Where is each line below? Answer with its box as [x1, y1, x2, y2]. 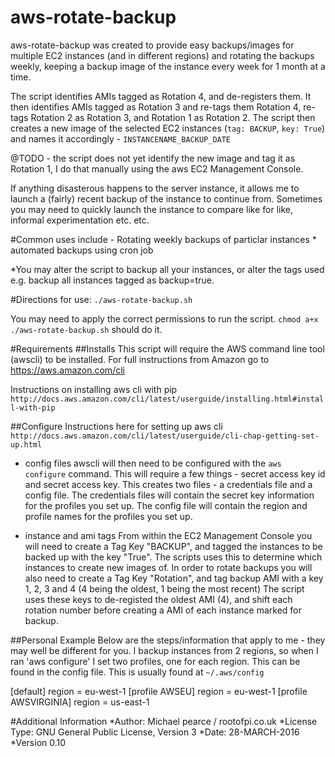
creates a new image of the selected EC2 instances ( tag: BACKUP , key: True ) [10, 122, 326, 134]
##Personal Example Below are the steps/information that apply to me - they [10, 634, 326, 646]
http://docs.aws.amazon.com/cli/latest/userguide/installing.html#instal [10, 394, 325, 404]
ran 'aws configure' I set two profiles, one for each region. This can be [10, 655, 301, 667]
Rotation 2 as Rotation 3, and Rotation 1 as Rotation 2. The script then [30, 111, 316, 123]
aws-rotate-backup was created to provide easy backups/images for [10, 39, 295, 51]
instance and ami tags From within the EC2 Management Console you [24, 529, 313, 541]
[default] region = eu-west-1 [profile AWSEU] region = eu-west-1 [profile [10, 685, 308, 697]
